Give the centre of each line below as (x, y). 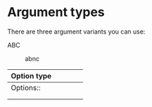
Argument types (56, 12)
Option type (31, 76)
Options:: (26, 87)
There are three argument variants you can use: (76, 31)
